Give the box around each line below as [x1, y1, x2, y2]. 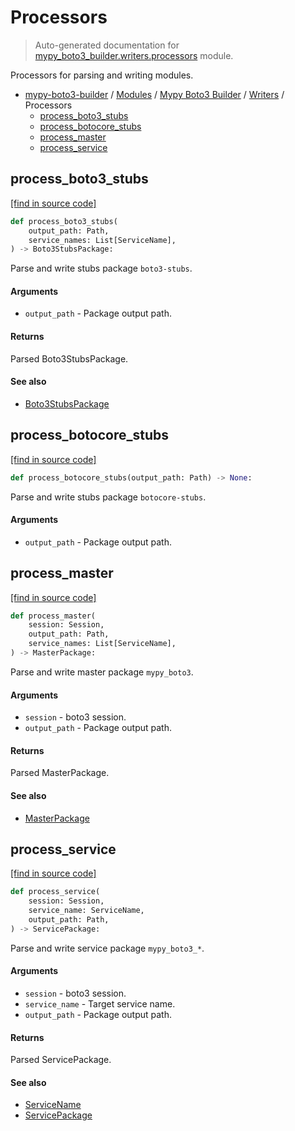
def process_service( [10, 887, 101, 897]
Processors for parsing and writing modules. [10, 69, 194, 81]
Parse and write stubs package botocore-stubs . [10, 491, 207, 503]
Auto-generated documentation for [34, 39, 180, 51]
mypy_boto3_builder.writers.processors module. [34, 49, 234, 61]
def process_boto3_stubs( [10, 216, 118, 226]
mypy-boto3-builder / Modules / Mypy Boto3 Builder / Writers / [24, 88, 285, 100]
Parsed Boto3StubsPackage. [10, 352, 129, 365]
